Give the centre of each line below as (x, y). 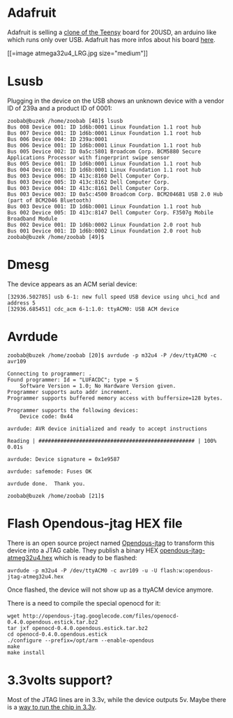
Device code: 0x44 (46, 416)
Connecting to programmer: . (50, 374)
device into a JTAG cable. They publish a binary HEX (83, 550)
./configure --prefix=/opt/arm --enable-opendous (81, 640)
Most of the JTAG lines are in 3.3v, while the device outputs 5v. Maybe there (117, 699)
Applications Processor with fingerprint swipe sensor (89, 157)
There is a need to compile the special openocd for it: (84, 603)
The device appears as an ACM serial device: (72, 284)
